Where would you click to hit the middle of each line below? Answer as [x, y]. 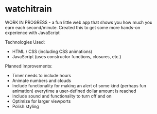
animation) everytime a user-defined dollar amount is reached [74, 91]
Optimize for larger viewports [41, 101]
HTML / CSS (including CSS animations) [52, 51]
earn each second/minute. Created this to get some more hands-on [73, 27]
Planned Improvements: [29, 66]
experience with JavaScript [32, 33]
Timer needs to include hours [42, 75]
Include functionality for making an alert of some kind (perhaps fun [79, 85]
